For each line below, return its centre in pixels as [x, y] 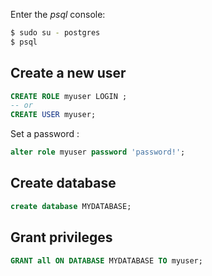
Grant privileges [61, 237]
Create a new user [68, 73]
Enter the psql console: [58, 14]
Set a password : [45, 134]
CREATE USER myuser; [53, 115]
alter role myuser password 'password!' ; [98, 152]
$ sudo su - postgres [55, 33]
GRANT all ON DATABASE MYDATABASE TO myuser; [106, 260]
